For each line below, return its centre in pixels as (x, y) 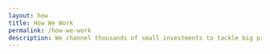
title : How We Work (41, 23)
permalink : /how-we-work (50, 30)
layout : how (28, 15)
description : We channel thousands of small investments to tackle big (131, 38)
